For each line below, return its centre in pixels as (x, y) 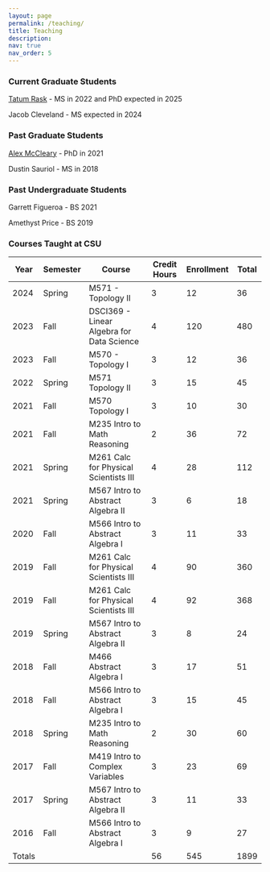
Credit (165, 264)
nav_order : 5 (30, 53)
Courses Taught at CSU (55, 243)
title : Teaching (35, 31)
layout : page (30, 16)
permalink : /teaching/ (46, 23)
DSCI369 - (110, 311)
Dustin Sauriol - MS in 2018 (53, 168)
